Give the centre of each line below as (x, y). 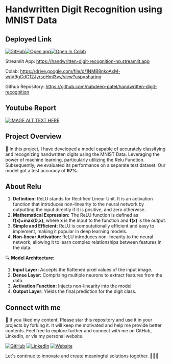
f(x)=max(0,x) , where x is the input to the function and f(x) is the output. (90, 220)
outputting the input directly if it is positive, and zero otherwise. (79, 210)
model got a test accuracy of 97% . (42, 170)
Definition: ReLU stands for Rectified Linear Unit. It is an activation (83, 199)
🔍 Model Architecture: (30, 258)
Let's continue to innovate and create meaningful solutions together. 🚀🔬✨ (82, 356)
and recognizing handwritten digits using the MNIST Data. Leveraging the (82, 154)
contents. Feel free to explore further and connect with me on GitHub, (79, 331)
